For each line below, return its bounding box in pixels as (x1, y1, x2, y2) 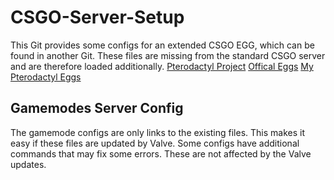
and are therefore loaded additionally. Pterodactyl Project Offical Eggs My (10, 60, 314, 72)
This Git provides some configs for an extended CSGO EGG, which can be (10, 39, 315, 51)
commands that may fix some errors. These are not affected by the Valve (10, 147, 312, 160)
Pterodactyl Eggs (10, 71, 82, 83)
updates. (10, 158, 47, 170)
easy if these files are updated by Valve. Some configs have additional (10, 137, 300, 149)
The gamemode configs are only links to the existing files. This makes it (10, 126, 306, 138)
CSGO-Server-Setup (10, 6, 185, 29)
